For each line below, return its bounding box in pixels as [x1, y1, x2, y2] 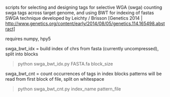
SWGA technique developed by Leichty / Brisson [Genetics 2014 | [5, 15, 143, 21]
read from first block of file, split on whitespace [5, 76, 105, 82]
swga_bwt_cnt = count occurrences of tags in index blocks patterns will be [5, 71, 162, 77]
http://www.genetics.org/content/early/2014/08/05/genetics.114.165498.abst [5, 20, 165, 26]
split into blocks [5, 51, 39, 57]
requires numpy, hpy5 [5, 36, 51, 42]
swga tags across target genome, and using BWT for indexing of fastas [5, 10, 154, 16]
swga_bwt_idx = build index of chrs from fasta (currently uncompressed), [5, 46, 159, 51]
